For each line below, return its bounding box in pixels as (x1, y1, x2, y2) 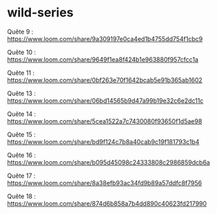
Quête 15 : (7, 130, 36, 139)
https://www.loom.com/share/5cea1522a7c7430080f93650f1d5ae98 (7, 117, 203, 125)
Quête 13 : (7, 89, 37, 97)
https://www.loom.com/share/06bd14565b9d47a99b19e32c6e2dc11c (7, 96, 204, 104)
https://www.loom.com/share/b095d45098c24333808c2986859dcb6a (7, 158, 210, 166)
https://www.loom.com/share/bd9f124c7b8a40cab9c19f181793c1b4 (7, 137, 200, 145)
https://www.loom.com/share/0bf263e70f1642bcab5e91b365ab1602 (7, 75, 203, 84)
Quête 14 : (7, 110, 37, 118)
